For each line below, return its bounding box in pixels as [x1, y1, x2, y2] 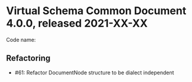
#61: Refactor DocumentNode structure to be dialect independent [14, 69, 174, 76]
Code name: [6, 36, 36, 43]
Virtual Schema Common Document [6, 4, 187, 18]
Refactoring [6, 53, 51, 63]
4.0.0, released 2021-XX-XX [6, 17, 148, 30]
